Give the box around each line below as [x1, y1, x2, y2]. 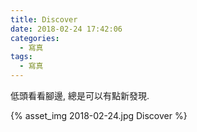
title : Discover [10, 14, 78, 25]
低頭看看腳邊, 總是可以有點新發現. [10, 90, 150, 101]
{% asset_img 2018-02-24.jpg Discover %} [10, 110, 188, 121]
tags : [10, 52, 33, 62]
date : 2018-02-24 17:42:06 [10, 24, 123, 34]
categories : [10, 33, 60, 43]
